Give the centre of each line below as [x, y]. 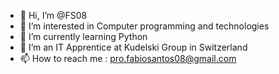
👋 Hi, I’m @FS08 [53, 15]
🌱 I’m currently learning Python [83, 36]
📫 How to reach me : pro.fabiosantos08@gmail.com [128, 58]
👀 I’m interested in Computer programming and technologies [144, 26]
